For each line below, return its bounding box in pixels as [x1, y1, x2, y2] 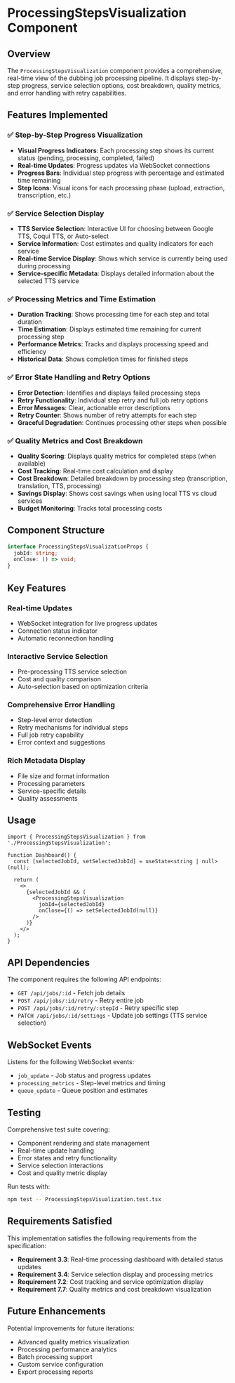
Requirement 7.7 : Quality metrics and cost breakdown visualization [17, 1285, 212, 1293]
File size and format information [17, 771, 110, 780]
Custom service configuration [17, 1360, 104, 1368]
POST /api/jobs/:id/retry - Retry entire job [17, 996, 144, 1005]
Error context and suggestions [17, 738, 105, 747]
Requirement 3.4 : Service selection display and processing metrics [17, 1270, 213, 1278]
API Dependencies [7, 957, 90, 969]
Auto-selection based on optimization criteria [17, 683, 149, 691]
